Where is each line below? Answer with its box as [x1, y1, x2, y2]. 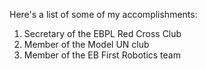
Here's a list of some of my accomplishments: [9, 9, 198, 20]
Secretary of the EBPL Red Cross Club [23, 28, 182, 39]
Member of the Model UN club [23, 39, 150, 50]
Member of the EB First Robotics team [23, 49, 181, 61]
